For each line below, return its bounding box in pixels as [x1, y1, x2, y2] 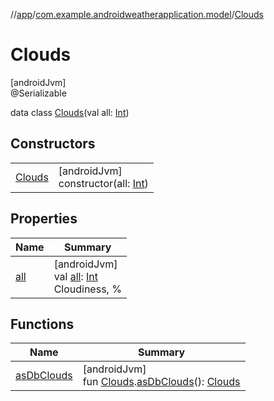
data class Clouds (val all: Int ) [10, 106, 130, 118]
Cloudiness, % [53, 282, 122, 296]
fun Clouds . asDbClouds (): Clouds [82, 375, 241, 389]
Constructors [10, 135, 96, 153]
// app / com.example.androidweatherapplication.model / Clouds [10, 9, 264, 20]
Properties [10, 210, 78, 228]
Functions [10, 315, 75, 333]
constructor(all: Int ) [58, 176, 149, 190]
